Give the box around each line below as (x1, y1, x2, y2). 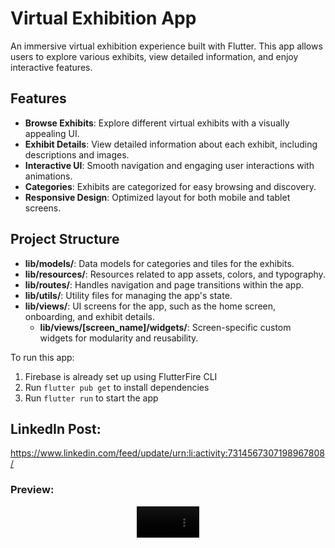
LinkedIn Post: (10, 420, 102, 437)
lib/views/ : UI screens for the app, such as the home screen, (24, 300, 277, 312)
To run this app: (10, 351, 75, 363)
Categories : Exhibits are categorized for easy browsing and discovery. (24, 180, 317, 192)
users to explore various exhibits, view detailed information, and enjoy (10, 50, 299, 62)
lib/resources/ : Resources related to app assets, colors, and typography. (24, 268, 326, 280)
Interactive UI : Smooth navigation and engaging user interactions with (24, 159, 315, 171)
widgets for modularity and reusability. (39, 332, 199, 344)
